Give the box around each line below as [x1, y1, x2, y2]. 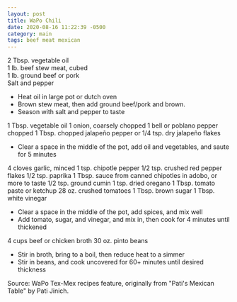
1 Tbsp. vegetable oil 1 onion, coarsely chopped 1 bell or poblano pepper [7, 121, 219, 130]
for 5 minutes [17, 150, 57, 159]
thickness [17, 265, 46, 274]
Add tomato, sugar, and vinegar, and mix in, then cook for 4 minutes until [17, 216, 230, 224]
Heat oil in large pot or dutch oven [17, 93, 117, 101]
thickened [17, 223, 47, 231]
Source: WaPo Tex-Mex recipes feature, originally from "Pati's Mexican [7, 279, 214, 288]
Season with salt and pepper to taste [17, 108, 125, 116]
